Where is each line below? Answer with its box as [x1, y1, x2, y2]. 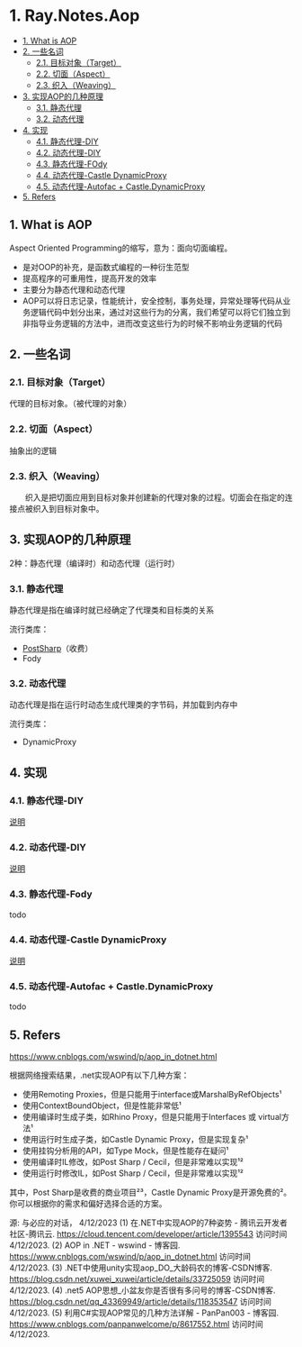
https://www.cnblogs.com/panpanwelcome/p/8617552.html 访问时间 [9, 1319, 263, 1330]
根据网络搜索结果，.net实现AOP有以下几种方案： [9, 1069, 190, 1081]
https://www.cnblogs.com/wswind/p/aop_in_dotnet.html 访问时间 [9, 1251, 252, 1262]
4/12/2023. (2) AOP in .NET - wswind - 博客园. [9, 1240, 181, 1251]
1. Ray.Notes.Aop [9, 5, 140, 26]
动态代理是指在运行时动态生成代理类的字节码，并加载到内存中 [9, 699, 238, 710]
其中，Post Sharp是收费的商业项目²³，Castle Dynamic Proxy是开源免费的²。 [9, 1187, 292, 1198]
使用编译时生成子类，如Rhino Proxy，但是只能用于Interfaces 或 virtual [22, 1112, 281, 1123]
